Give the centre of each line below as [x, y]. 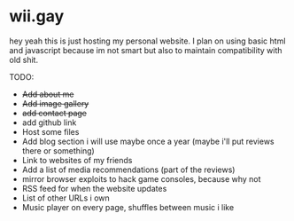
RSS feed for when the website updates [94, 188]
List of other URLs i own [66, 198]
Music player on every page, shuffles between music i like [128, 207]
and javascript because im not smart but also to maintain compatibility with [146, 50]
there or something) [58, 150]
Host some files [50, 131]
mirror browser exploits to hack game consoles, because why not [141, 178]
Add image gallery [55, 103]
